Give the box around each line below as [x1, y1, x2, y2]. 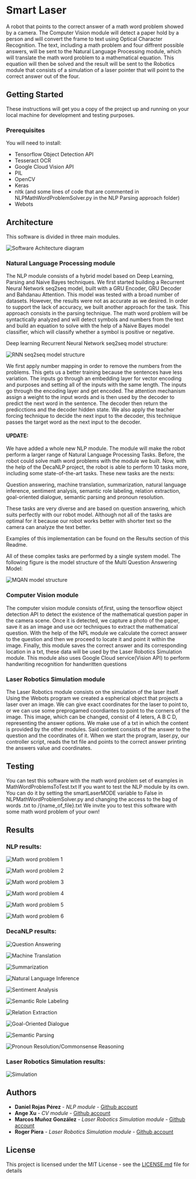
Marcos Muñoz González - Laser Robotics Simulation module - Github [14, 1116, 185, 1123]
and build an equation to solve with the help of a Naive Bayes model [6, 322, 170, 329]
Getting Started [6, 90, 64, 100]
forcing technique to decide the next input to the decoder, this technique [6, 413, 181, 420]
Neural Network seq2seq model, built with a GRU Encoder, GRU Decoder [6, 285, 182, 292]
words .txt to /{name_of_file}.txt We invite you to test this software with [6, 802, 177, 809]
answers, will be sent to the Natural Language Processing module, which [6, 47, 181, 54]
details [6, 1167, 22, 1174]
